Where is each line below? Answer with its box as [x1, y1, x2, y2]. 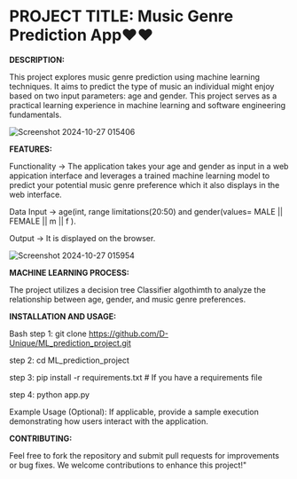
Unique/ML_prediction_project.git [9, 337, 131, 348]
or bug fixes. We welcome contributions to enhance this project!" [9, 459, 246, 470]
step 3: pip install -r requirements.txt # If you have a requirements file [9, 372, 263, 382]
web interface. [9, 189, 62, 200]
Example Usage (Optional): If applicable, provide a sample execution [9, 406, 259, 417]
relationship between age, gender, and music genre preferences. [9, 294, 246, 304]
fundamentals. [9, 109, 62, 120]
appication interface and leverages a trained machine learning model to [9, 170, 270, 181]
